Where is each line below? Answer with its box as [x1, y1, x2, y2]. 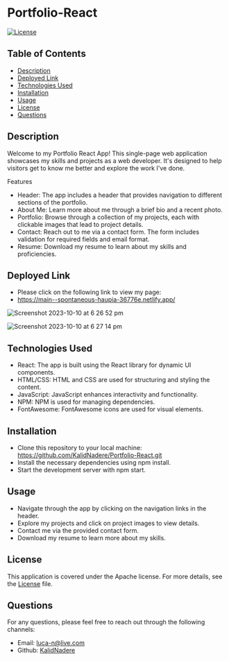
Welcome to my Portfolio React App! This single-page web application [7, 149, 207, 157]
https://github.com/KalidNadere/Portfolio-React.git [17, 451, 162, 459]
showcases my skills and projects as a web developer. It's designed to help [7, 156, 222, 164]
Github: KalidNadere [17, 646, 76, 655]
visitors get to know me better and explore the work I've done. [7, 164, 185, 172]
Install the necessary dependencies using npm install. [17, 458, 171, 466]
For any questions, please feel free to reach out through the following [7, 618, 205, 626]
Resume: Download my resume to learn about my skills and [17, 242, 187, 250]
